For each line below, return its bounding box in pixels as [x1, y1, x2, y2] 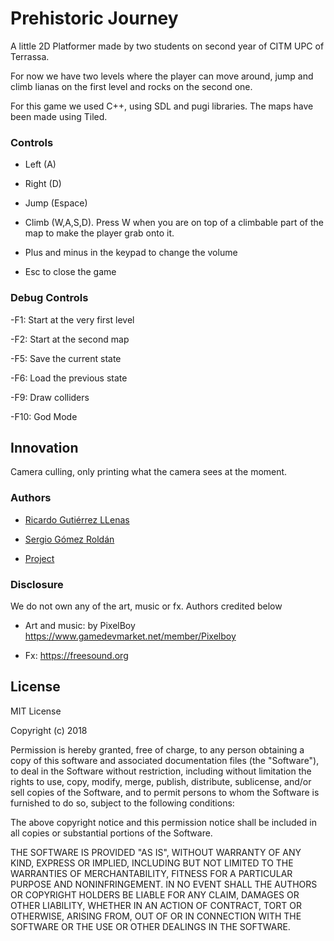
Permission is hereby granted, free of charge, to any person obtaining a [10, 743, 305, 756]
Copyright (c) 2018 [10, 724, 88, 736]
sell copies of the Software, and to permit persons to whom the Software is [10, 786, 320, 798]
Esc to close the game [24, 266, 117, 278]
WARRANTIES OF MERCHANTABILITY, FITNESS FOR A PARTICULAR [10, 867, 293, 879]
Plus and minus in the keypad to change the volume [24, 247, 238, 259]
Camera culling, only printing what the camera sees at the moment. [10, 466, 288, 478]
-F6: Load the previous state [10, 372, 128, 384]
